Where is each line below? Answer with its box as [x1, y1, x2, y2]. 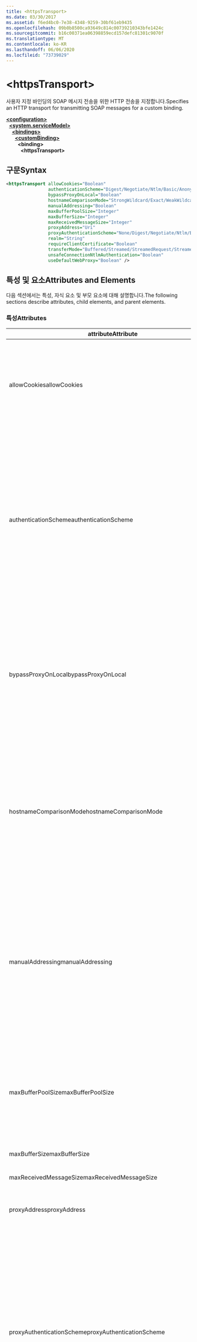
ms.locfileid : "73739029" [6, 52, 69, 58]
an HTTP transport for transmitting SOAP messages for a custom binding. [6, 104, 184, 111]
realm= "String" [47, 236, 85, 242]
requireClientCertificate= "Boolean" [47, 241, 138, 247]
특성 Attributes [6, 314, 47, 323]
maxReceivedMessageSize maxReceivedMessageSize [9, 1173, 158, 1181]
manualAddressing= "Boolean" [47, 203, 117, 209]
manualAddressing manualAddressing [9, 957, 113, 965]
